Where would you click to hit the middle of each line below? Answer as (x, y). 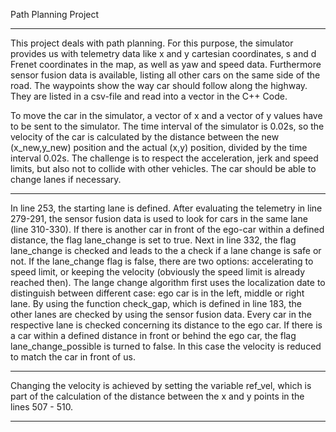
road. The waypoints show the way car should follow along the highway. (159, 85)
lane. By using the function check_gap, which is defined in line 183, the (156, 303)
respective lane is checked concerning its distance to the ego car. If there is (166, 325)
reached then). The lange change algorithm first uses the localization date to (168, 282)
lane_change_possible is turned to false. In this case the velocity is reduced (166, 346)
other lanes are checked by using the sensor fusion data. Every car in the (161, 314)
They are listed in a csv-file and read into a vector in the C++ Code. (149, 96)
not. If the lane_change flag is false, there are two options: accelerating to (162, 261)
